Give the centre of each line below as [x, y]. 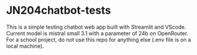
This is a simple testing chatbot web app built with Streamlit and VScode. [96, 27]
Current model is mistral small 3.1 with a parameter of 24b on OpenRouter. [97, 33]
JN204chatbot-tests [59, 10]
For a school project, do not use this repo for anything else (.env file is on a [99, 39]
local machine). [25, 46]
